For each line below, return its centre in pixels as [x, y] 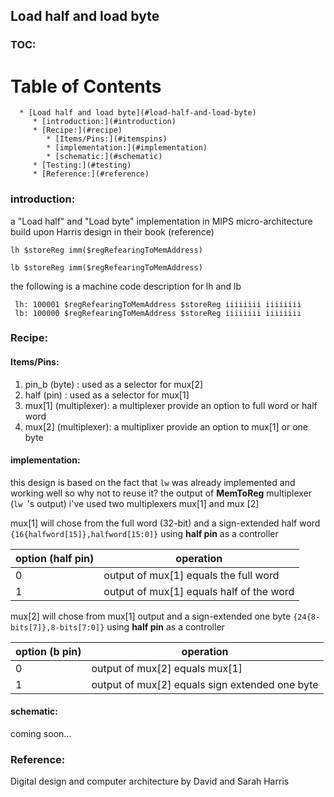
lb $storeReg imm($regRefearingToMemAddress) [106, 267]
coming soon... [41, 734]
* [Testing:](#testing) [82, 165]
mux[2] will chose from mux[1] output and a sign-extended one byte [151, 616]
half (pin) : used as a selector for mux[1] [107, 395]
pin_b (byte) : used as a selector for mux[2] [114, 384]
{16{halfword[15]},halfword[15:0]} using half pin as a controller [144, 533]
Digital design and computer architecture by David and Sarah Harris [150, 781]
